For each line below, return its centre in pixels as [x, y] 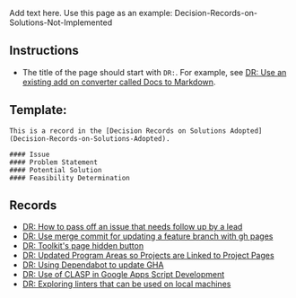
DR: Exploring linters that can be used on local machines [126, 284]
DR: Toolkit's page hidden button [83, 246]
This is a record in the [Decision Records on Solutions [118, 131]
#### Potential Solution [56, 170]
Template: [38, 110]
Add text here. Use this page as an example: [91, 13]
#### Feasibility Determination [70, 178]
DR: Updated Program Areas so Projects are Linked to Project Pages [148, 256]
